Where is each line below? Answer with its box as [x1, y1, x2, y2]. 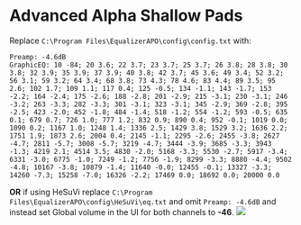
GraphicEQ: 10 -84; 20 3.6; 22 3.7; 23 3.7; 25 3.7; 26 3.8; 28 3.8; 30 [9, 60, 288, 69]
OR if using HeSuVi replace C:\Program [9, 186, 153, 197]
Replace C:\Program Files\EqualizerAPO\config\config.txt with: [9, 35, 252, 46]
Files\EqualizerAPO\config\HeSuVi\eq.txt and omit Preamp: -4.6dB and [9, 195, 277, 207]
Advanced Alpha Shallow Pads [9, 5, 243, 26]
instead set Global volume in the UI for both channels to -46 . [9, 206, 234, 217]
